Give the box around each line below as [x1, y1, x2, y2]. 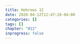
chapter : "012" [5, 26, 37, 31]
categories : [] [5, 17, 37, 22]
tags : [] [5, 21, 24, 27]
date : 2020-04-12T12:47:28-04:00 [5, 12, 75, 17]
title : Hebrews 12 [5, 7, 44, 13]
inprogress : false [5, 31, 44, 36]
